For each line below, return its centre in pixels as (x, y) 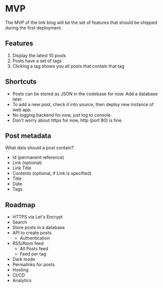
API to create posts (32, 233)
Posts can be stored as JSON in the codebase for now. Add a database (85, 94)
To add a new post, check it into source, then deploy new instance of (83, 104)
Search (20, 222)
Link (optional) (27, 163)
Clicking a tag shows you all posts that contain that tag (68, 66)
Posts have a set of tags (37, 61)
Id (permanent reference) (38, 157)
